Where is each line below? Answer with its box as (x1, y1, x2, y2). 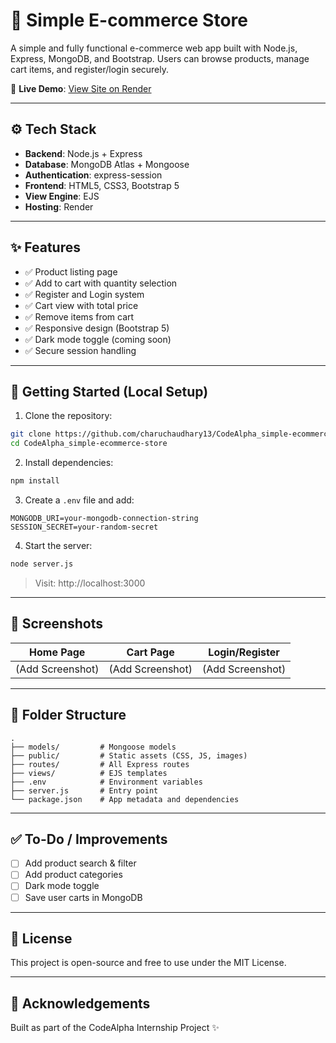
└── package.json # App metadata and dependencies (10, 794, 240, 804)
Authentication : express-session (24, 169, 163, 181)
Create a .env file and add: (24, 494, 135, 506)
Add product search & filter (24, 857, 137, 869)
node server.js (10, 559, 74, 569)
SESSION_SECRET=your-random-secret (10, 522, 159, 532)
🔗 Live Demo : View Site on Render (10, 82, 152, 94)
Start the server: (24, 540, 93, 551)
